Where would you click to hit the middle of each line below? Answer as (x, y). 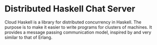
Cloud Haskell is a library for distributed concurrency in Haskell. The (73, 22)
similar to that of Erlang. (29, 37)
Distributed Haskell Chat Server (70, 9)
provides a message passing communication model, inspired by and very (78, 32)
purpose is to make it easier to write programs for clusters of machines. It (78, 27)
